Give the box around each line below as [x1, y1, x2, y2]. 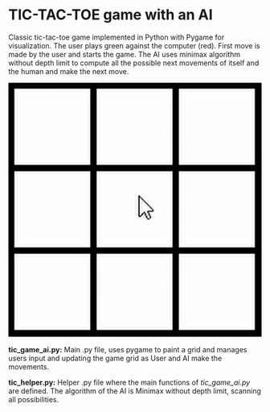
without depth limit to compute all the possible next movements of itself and [8, 58, 260, 68]
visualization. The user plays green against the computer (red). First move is [8, 40, 260, 50]
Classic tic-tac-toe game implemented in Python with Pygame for [8, 32, 225, 42]
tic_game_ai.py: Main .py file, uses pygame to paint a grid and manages [8, 344, 247, 354]
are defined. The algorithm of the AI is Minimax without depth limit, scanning [8, 385, 261, 396]
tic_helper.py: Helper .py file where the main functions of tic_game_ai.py [8, 377, 251, 387]
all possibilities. [8, 394, 59, 404]
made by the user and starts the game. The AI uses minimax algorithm [8, 49, 241, 59]
